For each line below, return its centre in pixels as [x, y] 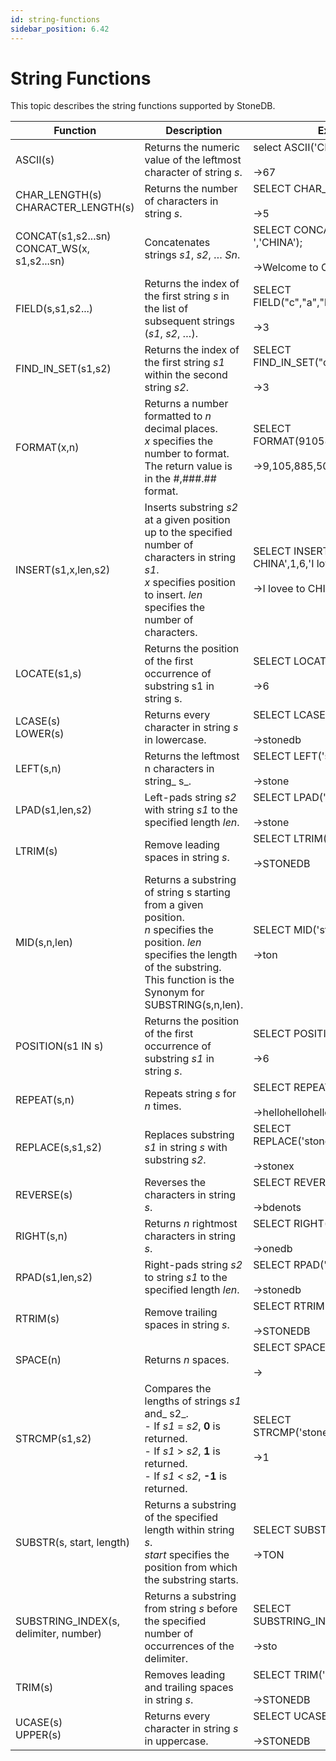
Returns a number [186, 404]
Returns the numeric [192, 148]
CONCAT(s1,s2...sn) [63, 236]
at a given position [187, 520]
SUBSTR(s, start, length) [72, 1543]
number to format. [187, 454]
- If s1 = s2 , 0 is [182, 1426]
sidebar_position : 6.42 [60, 29]
